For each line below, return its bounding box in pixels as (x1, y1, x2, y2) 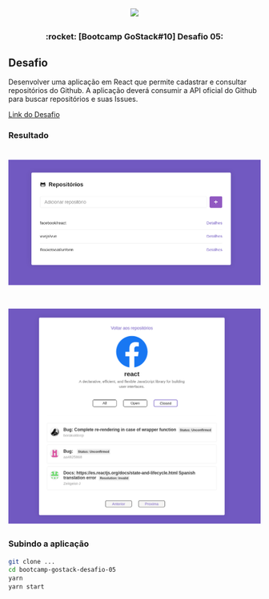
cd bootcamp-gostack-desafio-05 (8, 566, 116, 574)
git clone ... (8, 557, 56, 565)
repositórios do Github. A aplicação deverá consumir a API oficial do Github (8, 85, 258, 95)
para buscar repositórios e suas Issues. (8, 94, 139, 103)
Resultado (8, 129, 50, 140)
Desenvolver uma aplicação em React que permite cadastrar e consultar (8, 77, 247, 87)
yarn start (8, 583, 45, 591)
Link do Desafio (8, 109, 60, 119)
